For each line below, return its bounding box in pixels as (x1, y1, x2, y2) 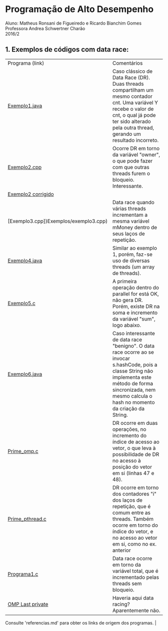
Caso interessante (112, 330, 155, 337)
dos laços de (112, 497, 142, 504)
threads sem (112, 580, 142, 587)
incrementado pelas (112, 573, 159, 580)
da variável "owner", (112, 151, 160, 158)
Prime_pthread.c (7, 515, 46, 522)
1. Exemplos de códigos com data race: (5, 45, 129, 54)
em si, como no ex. (112, 540, 156, 547)
